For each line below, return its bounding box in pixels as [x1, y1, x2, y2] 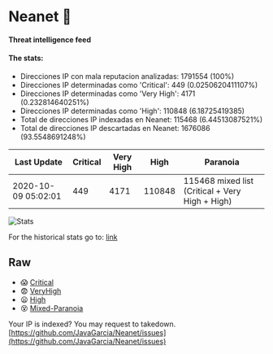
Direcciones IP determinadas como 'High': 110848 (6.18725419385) [19, 106, 245, 116]
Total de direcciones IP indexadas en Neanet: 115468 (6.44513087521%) [19, 114, 263, 125]
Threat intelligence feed [8, 34, 92, 44]
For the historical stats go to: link [8, 232, 118, 242]
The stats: [8, 53, 44, 63]
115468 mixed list [183, 175, 254, 186]
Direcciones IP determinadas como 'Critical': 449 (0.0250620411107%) [19, 80, 258, 90]
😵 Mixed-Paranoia [19, 303, 84, 312]
